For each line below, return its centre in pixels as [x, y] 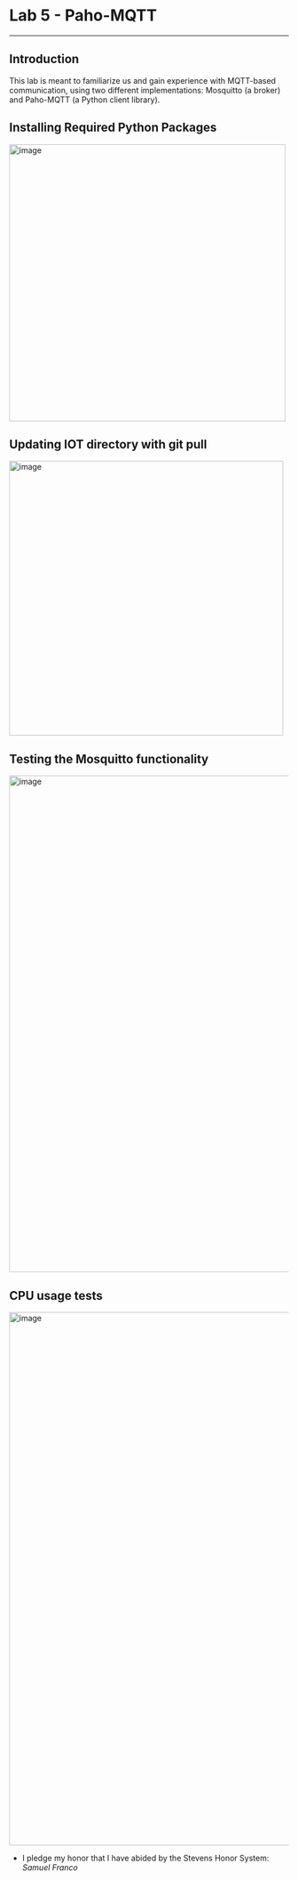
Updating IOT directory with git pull [108, 444]
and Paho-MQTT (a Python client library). [85, 100]
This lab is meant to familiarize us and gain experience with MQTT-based [143, 80]
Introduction [44, 59]
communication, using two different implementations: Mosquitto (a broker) [145, 90]
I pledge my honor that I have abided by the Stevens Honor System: [145, 1858]
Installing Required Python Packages [113, 128]
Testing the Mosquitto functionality [109, 758]
